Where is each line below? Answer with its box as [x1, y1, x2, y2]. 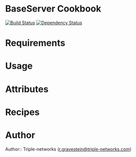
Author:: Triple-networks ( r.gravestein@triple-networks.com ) [5, 146, 132, 152]
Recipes [5, 106, 40, 118]
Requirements [5, 37, 65, 49]
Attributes [5, 84, 49, 95]
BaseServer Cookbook [5, 3, 102, 15]
